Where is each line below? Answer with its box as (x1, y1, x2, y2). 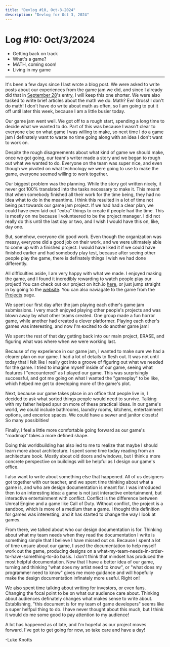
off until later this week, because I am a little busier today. (5, 108, 125, 115)
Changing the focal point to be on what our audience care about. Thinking (5, 590, 159, 596)
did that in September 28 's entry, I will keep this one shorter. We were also (5, 92, 160, 98)
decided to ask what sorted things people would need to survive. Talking (5, 396, 157, 402)
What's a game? (12, 56, 47, 62)
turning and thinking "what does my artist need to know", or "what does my (5, 564, 162, 570)
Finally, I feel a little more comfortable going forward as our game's (5, 427, 145, 433)
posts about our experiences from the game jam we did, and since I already (5, 87, 163, 93)
